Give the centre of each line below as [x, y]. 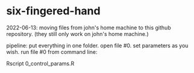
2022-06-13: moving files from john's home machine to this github [89, 28]
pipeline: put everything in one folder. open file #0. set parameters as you [97, 45]
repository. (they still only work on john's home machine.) [77, 34]
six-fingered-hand [53, 11]
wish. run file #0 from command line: [52, 51]
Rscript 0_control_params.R [40, 63]
